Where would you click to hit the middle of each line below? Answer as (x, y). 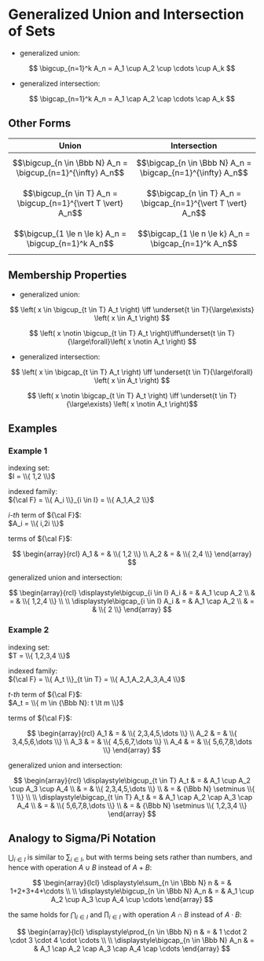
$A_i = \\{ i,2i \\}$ (36, 524)
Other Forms (40, 123)
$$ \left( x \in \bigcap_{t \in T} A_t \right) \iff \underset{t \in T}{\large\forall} (132, 372)
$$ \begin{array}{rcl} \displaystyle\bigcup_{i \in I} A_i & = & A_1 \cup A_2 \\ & (132, 593)
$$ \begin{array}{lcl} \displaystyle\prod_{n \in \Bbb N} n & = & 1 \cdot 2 (132, 932)
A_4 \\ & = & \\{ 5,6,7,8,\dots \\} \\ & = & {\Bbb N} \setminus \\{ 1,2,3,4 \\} (132, 805)
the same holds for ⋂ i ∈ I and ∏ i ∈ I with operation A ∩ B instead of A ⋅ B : (125, 915)
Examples (33, 428)
